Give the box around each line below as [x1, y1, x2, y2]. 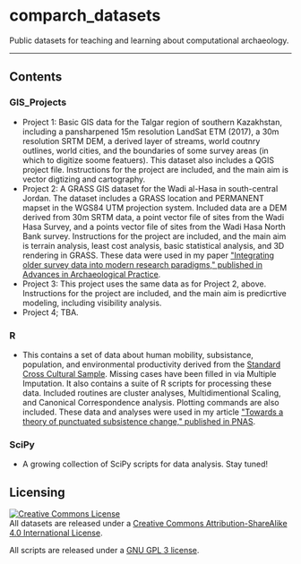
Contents [9, 69, 63, 85]
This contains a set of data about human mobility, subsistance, [21, 349, 254, 360]
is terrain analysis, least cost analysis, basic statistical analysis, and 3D [21, 240, 285, 251]
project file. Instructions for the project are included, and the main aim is [21, 164, 289, 175]
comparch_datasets [9, 5, 161, 26]
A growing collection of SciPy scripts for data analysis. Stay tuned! [21, 458, 269, 470]
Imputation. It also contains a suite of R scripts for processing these [21, 378, 271, 389]
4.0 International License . [9, 527, 103, 538]
